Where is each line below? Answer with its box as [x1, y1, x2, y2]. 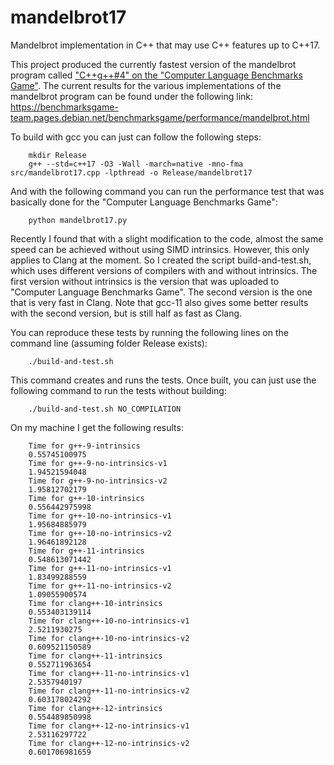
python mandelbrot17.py [28, 215, 128, 225]
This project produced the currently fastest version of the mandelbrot [10, 58, 297, 70]
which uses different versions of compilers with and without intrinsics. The [10, 264, 318, 276]
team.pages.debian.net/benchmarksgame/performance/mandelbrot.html [10, 111, 310, 123]
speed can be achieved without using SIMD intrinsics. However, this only [10, 243, 310, 255]
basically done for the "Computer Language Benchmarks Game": [10, 196, 278, 208]
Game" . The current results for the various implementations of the [10, 79, 282, 91]
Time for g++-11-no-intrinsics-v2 [28, 581, 172, 591]
